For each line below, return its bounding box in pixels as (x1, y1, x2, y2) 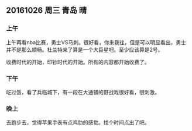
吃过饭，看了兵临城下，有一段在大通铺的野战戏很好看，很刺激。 (6, 88, 160, 95)
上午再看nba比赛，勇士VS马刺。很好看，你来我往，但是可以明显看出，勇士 (6, 38, 186, 45)
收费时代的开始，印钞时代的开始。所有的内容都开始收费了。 (6, 58, 150, 65)
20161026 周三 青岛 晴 (6, 5, 87, 16)
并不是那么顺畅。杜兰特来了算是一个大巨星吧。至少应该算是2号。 (6, 46, 163, 53)
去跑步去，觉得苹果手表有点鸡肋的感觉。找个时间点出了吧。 (6, 119, 150, 126)
